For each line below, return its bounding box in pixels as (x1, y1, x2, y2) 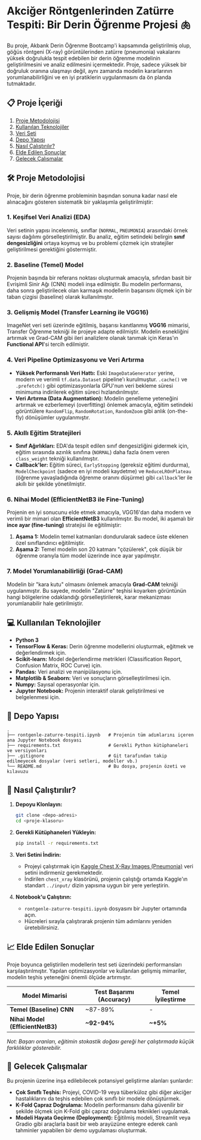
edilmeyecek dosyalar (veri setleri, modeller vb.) (7, 758, 138, 764)
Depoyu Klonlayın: (15, 801, 63, 808)
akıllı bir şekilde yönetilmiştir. (15, 480, 86, 488)
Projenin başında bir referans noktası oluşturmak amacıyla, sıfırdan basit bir (7, 274, 192, 281)
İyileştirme (154, 995, 187, 1003)
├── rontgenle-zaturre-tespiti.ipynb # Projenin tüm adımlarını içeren (7, 732, 194, 738)
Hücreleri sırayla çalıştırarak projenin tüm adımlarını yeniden (24, 917, 172, 924)
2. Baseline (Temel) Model (7, 261, 84, 269)
